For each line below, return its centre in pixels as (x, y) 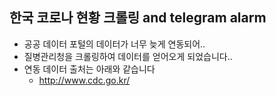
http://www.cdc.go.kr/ (84, 80)
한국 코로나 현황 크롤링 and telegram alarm (138, 18)
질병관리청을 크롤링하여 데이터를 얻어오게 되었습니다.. (128, 56)
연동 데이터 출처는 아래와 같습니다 (89, 69)
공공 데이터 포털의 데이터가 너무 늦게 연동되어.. (114, 44)
